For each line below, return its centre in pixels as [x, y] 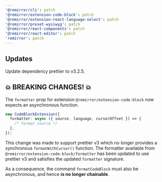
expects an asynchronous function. [42, 105]
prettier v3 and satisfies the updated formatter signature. [65, 159]
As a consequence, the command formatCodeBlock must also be [72, 169]
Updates [19, 59]
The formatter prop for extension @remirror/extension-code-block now [80, 99]
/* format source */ [36, 124]
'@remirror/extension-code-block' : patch [50, 15]
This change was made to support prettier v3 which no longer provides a [81, 142]
